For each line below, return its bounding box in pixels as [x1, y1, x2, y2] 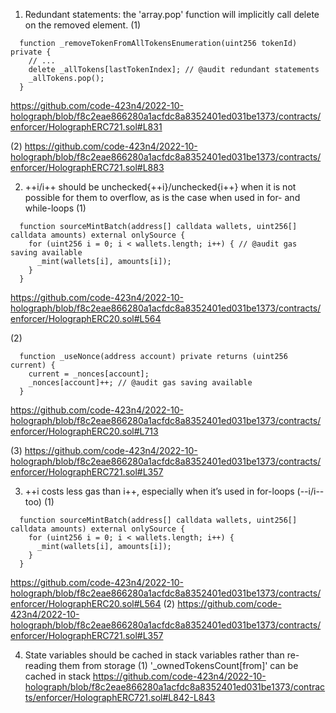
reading [24, 660, 57, 671]
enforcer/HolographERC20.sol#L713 [10, 425, 159, 437]
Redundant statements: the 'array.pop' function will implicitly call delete [24, 9, 320, 20]
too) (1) [24, 496, 55, 508]
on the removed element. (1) [24, 19, 142, 31]
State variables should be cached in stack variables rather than [24, 649, 285, 661]
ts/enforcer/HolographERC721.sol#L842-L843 [24, 692, 216, 703]
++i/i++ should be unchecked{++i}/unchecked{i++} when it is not [24, 181, 297, 193]
